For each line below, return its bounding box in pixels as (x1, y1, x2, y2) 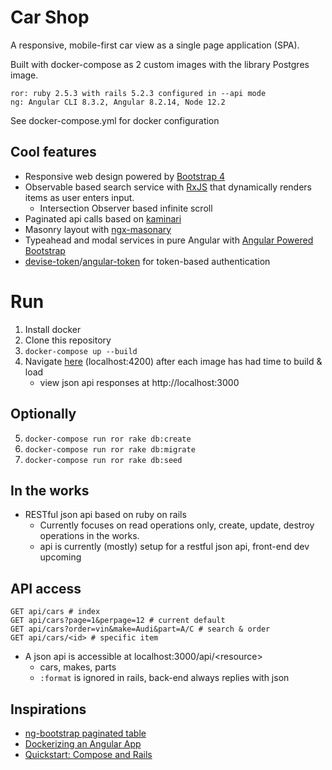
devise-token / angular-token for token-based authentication (24, 255, 271, 267)
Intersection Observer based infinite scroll (39, 202, 213, 214)
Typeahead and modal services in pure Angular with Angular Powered (24, 234, 314, 246)
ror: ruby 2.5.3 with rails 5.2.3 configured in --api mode (10, 88, 267, 98)
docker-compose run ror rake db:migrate (24, 444, 196, 455)
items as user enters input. (24, 191, 135, 203)
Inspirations (10, 701, 87, 718)
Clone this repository (24, 334, 112, 346)
